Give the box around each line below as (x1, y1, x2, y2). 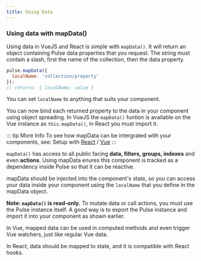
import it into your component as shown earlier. (6, 212, 125, 220)
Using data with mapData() (6, 29, 87, 37)
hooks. (6, 249, 24, 256)
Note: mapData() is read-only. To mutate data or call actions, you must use (6, 200, 193, 207)
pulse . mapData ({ (6, 68, 48, 74)
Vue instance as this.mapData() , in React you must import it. (6, 120, 158, 128)
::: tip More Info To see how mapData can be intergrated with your (6, 132, 172, 139)
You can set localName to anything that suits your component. (6, 96, 161, 103)
